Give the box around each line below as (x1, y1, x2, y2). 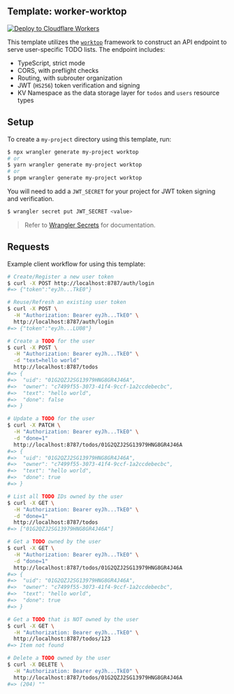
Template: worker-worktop (7, 6, 127, 18)
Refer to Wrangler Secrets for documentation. (24, 221, 156, 229)
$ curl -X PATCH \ (7, 422, 61, 429)
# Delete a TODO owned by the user (7, 655, 111, 662)
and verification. (7, 195, 54, 202)
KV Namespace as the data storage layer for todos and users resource (17, 88, 220, 97)
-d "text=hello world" (13, 357, 80, 364)
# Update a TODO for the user (7, 415, 96, 422)
